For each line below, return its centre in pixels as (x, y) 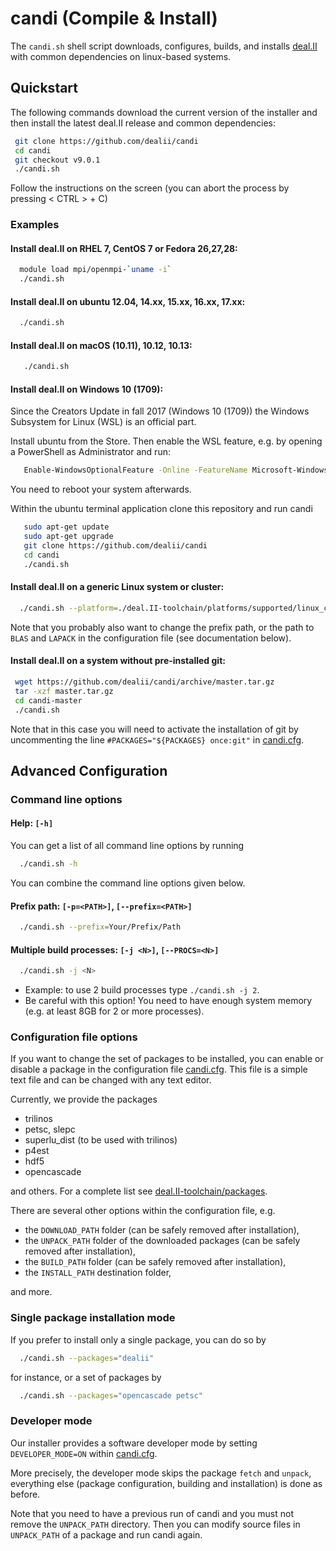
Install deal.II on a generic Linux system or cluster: (117, 587)
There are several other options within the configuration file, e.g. (143, 1211)
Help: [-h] (32, 823)
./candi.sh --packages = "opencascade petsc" (111, 1395)
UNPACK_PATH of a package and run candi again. (106, 1534)
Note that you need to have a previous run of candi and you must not (152, 1513)
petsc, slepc (50, 1129)
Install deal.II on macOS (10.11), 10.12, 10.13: (101, 345)
